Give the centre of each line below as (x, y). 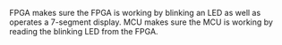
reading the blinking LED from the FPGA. (84, 31)
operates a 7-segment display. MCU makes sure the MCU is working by (141, 22)
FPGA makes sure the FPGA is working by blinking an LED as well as (135, 13)
